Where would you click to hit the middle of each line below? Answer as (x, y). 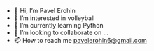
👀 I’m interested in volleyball (54, 18)
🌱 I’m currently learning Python (58, 25)
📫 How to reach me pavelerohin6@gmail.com (80, 40)
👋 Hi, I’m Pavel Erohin (44, 11)
